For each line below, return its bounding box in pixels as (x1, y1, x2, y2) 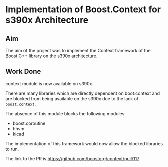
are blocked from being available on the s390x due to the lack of (5, 95, 139, 101)
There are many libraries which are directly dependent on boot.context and (5, 90, 160, 96)
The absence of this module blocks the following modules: (5, 110, 126, 116)
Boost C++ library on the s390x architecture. (5, 53, 98, 59)
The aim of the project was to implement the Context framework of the (5, 48, 151, 53)
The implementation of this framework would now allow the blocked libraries (5, 140, 163, 146)
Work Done (5, 67, 41, 76)
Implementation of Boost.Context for (5, 4, 161, 15)
